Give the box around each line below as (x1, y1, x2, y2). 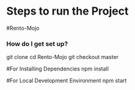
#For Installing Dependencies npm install (6, 65, 109, 72)
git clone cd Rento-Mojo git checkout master (6, 54, 119, 61)
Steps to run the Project (6, 4, 129, 18)
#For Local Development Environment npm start (6, 77, 127, 85)
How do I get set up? (6, 40, 68, 48)
